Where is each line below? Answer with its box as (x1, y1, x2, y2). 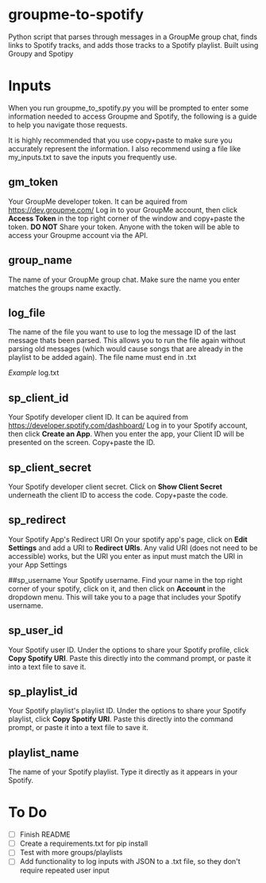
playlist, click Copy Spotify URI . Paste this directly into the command (8, 714, 233, 724)
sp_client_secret (8, 460, 91, 475)
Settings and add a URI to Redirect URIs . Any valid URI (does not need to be (8, 543, 258, 553)
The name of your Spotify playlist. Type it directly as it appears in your (8, 767, 238, 777)
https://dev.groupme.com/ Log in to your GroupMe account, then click (8, 205, 238, 214)
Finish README (19, 830, 71, 839)
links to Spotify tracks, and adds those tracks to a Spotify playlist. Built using (8, 40, 259, 49)
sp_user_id (8, 623, 64, 638)
